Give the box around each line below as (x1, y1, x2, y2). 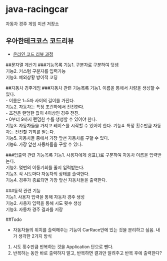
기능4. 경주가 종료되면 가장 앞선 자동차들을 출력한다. (5, 177, 107, 183)
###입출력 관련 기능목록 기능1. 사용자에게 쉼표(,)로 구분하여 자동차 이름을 (5, 152, 148, 158)
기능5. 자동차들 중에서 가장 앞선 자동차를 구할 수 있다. (5, 135, 109, 141)
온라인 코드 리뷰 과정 (12, 51, 53, 57)
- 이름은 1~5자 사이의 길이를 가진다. (5, 97, 75, 103)
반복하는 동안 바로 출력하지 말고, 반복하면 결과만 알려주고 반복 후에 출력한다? (12, 249, 162, 256)
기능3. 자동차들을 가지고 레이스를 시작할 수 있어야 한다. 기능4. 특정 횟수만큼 (5, 122, 152, 128)
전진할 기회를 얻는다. (14, 129, 55, 135)
